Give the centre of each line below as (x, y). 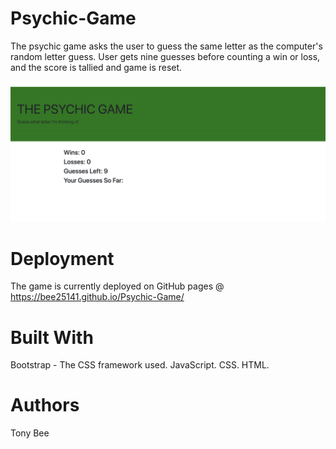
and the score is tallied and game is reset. (96, 67)
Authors (45, 405)
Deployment (62, 258)
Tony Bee (30, 433)
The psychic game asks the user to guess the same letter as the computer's (166, 46)
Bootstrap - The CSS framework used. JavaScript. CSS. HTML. (140, 365)
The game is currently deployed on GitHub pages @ (117, 286)
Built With (52, 337)
